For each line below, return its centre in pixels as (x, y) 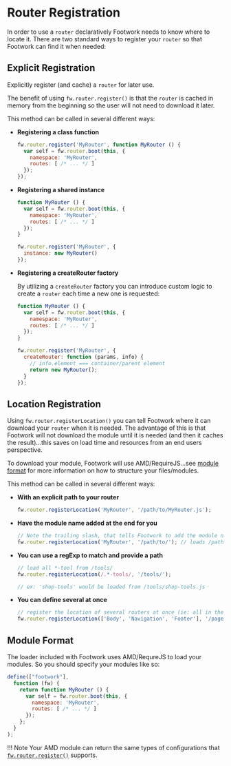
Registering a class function (58, 132)
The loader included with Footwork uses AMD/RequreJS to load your (104, 657)
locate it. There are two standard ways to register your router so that (105, 39)
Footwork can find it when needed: (57, 46)
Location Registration (54, 404)
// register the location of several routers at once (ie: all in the (120, 612)
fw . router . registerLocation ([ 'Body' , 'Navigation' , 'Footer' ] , (110, 619)
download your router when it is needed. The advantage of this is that (107, 428)
